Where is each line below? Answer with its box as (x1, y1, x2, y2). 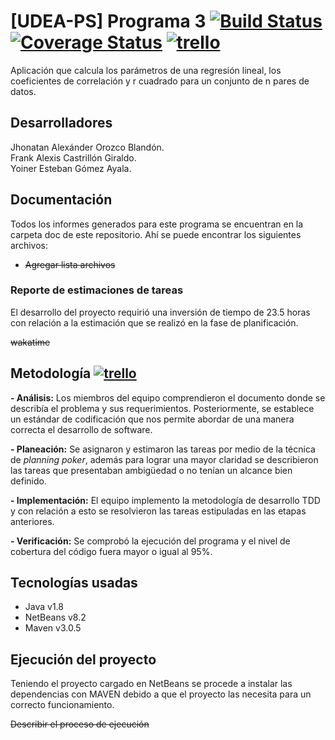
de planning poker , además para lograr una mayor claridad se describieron (10, 453, 319, 465)
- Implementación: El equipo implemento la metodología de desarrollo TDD (10, 494, 321, 506)
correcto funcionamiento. (10, 699, 115, 711)
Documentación (10, 191, 113, 209)
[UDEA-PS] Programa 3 (10, 10, 207, 33)
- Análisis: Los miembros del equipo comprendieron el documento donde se (10, 391, 326, 404)
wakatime (10, 336, 51, 348)
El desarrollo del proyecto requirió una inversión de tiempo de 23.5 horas (10, 306, 311, 318)
